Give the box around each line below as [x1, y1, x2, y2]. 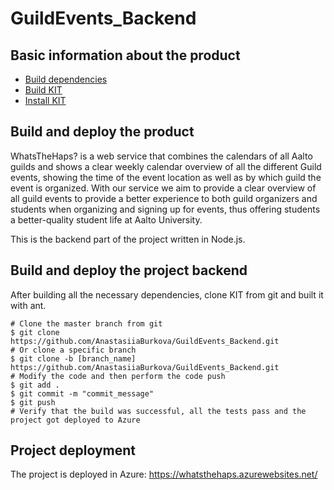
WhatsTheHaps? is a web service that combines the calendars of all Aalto [10, 150, 313, 162]
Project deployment [10, 442, 137, 459]
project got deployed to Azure [10, 415, 141, 425]
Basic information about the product [10, 47, 241, 64]
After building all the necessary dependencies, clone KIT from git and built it [10, 288, 324, 301]
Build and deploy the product [10, 123, 195, 141]
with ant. [10, 299, 47, 311]
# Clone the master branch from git [10, 318, 163, 329]
